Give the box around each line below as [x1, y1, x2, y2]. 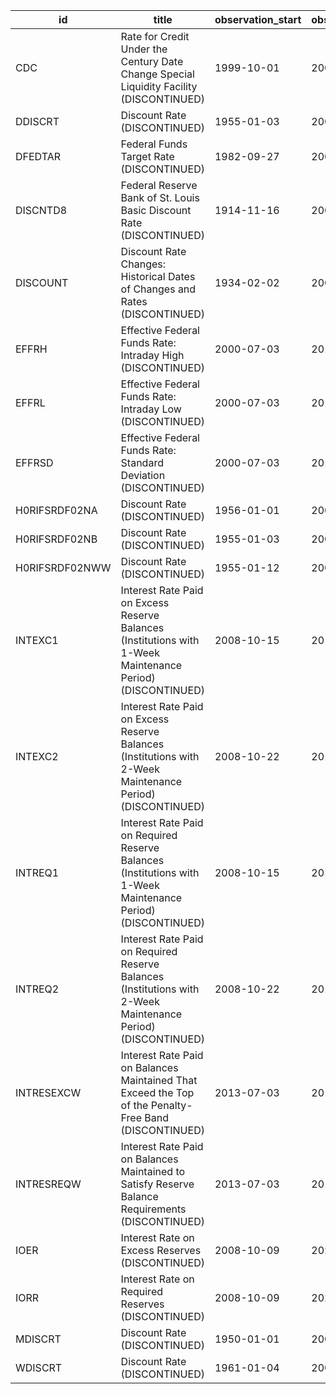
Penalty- [150, 1099, 193, 1112]
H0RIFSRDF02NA [15, 504, 98, 517]
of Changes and [120, 282, 197, 296]
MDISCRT [15, 1332, 62, 1346]
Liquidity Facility [120, 80, 198, 93]
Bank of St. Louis [120, 191, 200, 204]
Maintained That [120, 1074, 198, 1087]
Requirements [120, 1202, 187, 1216]
